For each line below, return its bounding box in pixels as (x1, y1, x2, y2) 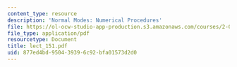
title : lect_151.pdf (7, 43, 68, 50)
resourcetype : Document (7, 36, 78, 43)
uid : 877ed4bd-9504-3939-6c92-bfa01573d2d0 (7, 50, 138, 57)
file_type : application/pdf (7, 29, 90, 37)
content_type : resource (7, 10, 78, 17)
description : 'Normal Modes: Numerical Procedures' (7, 17, 162, 24)
